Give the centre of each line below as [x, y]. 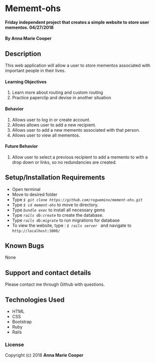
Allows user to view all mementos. [46, 135]
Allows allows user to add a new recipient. [54, 125]
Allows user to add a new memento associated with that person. [76, 130]
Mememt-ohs [33, 9]
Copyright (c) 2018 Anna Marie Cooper [44, 355]
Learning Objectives [26, 82]
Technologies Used [35, 300]
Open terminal [26, 189]
